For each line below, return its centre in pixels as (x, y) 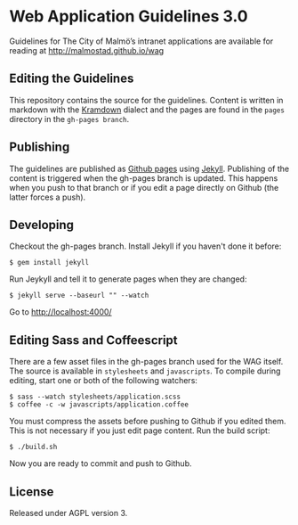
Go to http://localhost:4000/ (61, 312)
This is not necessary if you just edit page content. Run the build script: (140, 431)
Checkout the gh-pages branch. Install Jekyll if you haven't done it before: (145, 246)
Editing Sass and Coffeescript (93, 340)
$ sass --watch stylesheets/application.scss (95, 397)
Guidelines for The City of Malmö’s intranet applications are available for (141, 41)
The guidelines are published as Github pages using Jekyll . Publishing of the (149, 168)
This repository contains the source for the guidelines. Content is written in (146, 100)
